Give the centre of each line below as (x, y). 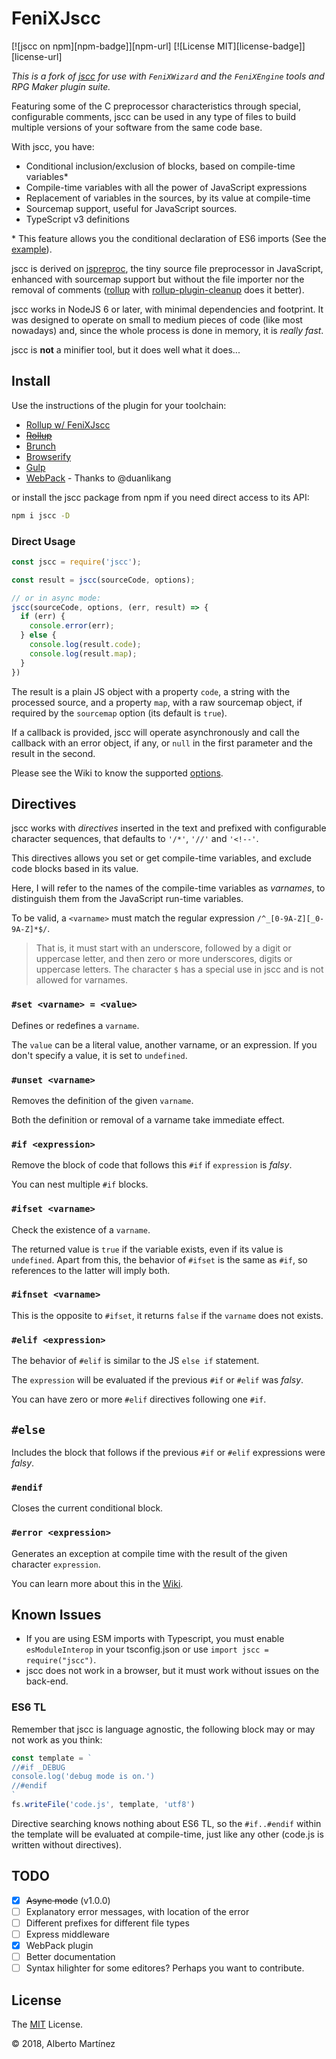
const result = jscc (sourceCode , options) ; (103, 580)
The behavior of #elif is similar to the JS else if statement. (135, 1361)
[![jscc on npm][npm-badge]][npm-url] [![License (113, 46)
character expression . (56, 1564)
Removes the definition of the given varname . (102, 1100)
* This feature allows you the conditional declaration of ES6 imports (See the (169, 238)
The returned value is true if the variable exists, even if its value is (147, 1249)
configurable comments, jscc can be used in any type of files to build (154, 116)
